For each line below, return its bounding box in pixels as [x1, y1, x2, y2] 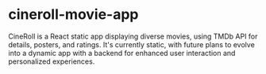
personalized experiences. [8, 57, 95, 66]
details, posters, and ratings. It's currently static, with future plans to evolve [8, 39, 256, 49]
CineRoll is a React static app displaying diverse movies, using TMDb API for [8, 31, 258, 41]
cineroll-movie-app [8, 6, 139, 24]
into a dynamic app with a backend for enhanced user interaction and [8, 48, 236, 57]
